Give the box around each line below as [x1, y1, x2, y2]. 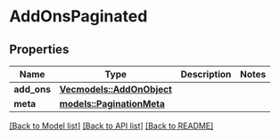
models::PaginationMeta [59, 98, 165, 110]
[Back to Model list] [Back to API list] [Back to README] [9, 120, 214, 131]
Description [180, 69, 232, 80]
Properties [9, 42, 70, 57]
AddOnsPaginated [9, 6, 148, 27]
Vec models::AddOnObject [59, 83, 172, 95]
